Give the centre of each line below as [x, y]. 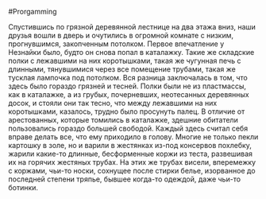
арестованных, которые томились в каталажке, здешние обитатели [123, 120]
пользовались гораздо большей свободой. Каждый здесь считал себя [128, 128]
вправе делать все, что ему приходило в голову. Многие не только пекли [133, 137]
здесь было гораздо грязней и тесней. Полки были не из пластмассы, [127, 86]
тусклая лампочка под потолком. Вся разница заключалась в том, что [128, 78]
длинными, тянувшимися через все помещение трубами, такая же [122, 69]
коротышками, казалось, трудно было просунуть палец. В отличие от [127, 111]
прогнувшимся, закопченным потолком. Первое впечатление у [116, 44]
